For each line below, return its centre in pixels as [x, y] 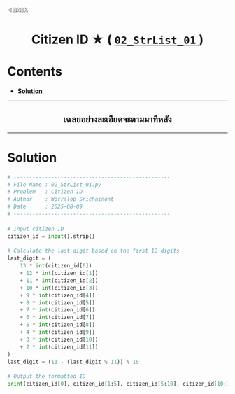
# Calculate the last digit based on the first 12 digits [93, 251]
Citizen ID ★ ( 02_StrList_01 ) [117, 40]
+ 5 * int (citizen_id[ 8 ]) [58, 325]
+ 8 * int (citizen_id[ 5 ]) [58, 303]
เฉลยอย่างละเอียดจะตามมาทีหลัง [117, 119]
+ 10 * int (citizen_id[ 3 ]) [59, 288]
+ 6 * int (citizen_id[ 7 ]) [58, 318]
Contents [35, 72]
